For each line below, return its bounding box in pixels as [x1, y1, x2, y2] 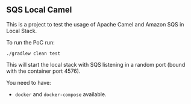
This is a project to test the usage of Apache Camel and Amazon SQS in [6, 20, 184, 28]
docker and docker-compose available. [14, 90, 107, 98]
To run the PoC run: [6, 38, 55, 46]
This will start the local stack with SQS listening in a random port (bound [6, 61, 186, 68]
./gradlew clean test [6, 50, 61, 57]
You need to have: [6, 79, 51, 86]
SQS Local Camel [6, 5, 72, 15]
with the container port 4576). [6, 67, 81, 75]
